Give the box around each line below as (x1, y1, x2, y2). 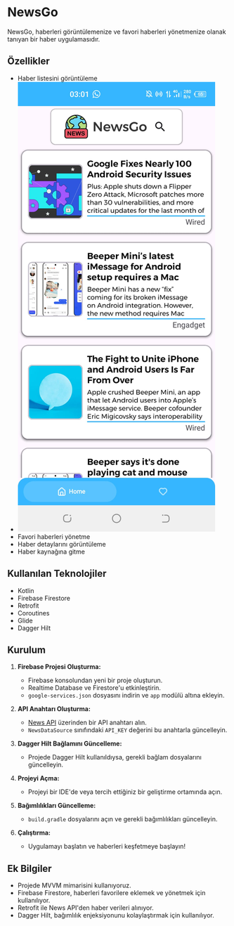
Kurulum (7, 644, 46, 656)
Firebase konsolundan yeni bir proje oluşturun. (27, 676, 163, 685)
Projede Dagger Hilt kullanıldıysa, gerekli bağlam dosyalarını (27, 753, 202, 762)
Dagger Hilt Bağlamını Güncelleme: (17, 739, 122, 748)
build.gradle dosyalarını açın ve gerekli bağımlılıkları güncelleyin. (27, 815, 218, 823)
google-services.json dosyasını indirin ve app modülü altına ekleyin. (27, 691, 225, 700)
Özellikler (7, 56, 51, 67)
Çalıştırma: (17, 828, 51, 837)
